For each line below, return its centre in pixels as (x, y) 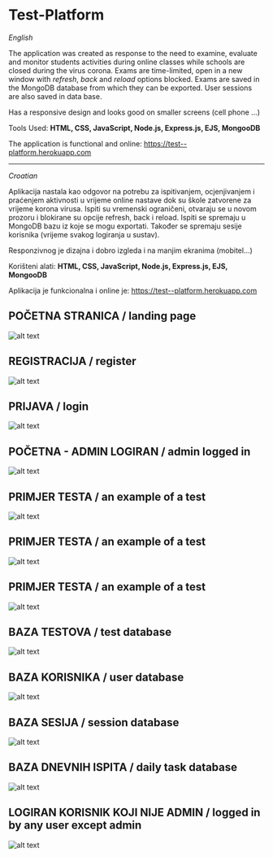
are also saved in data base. (55, 96)
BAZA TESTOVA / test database (90, 632)
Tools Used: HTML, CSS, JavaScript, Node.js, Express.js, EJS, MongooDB (134, 128)
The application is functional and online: (75, 143)
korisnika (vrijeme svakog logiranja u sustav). (84, 234)
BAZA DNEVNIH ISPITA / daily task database (123, 767)
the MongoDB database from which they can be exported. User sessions (130, 88)
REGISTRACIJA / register (72, 361)
